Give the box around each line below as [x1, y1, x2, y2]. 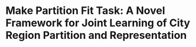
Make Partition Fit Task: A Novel [5, 4, 165, 17]
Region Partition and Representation [5, 29, 187, 42]
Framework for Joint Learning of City [5, 16, 190, 30]
